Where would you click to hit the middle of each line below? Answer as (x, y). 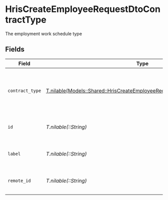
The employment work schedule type (44, 33)
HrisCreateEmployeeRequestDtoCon (83, 9)
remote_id (19, 180)
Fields (15, 49)
